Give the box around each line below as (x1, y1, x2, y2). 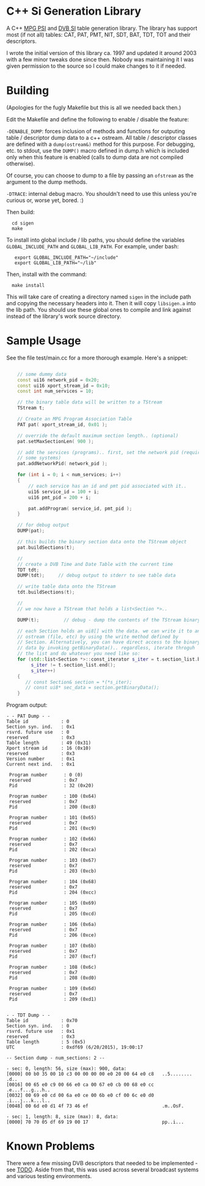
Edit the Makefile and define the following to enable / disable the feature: (6, 115, 189, 123)
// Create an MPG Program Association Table (17, 416, 132, 422)
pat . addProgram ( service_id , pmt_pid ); (28, 505, 132, 512)
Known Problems (6, 1140, 95, 1153)
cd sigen (12, 220, 34, 226)
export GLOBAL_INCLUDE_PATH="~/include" (14, 255, 119, 261)
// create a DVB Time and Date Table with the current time (17, 561, 173, 567)
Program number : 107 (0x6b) (9, 943, 97, 949)
